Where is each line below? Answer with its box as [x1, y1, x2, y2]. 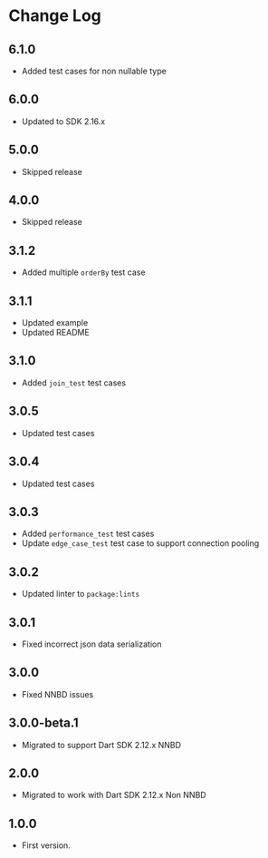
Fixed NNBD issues [21, 688, 94, 699]
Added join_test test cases [21, 377, 127, 388]
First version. [21, 840, 72, 851]
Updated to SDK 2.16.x [21, 115, 106, 127]
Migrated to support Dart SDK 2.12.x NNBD [21, 739, 182, 750]
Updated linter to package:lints [21, 589, 140, 600]
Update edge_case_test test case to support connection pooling [21, 538, 260, 549]
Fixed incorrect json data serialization [21, 639, 162, 649]
